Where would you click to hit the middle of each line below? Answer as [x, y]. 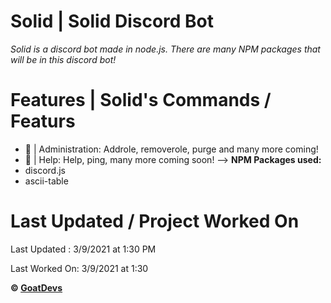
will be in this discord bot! [63, 59]
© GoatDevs [36, 287]
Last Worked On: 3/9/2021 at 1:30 [79, 268]
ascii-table [46, 181]
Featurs [43, 121]
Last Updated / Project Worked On [155, 221]
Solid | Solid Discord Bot [112, 21]
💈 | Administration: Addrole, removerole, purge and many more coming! [171, 149]
